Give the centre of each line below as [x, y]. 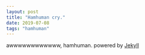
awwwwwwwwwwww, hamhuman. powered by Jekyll [73, 45]
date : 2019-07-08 [28, 23]
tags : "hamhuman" [28, 28]
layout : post [22, 12]
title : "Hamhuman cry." [36, 17]
